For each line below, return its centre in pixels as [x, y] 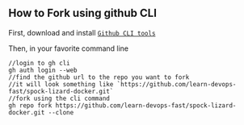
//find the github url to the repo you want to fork [99, 77]
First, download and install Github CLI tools [82, 32]
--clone [61, 112]
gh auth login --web [43, 70]
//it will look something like [61, 84]
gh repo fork [30, 105]
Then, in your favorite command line [69, 48]
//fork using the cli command [59, 98]
